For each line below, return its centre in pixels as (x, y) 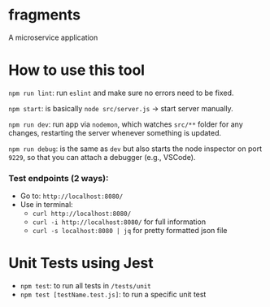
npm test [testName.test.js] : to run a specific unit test (113, 295)
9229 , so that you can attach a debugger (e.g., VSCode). (102, 157)
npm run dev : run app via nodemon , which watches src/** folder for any (126, 124)
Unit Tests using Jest (81, 264)
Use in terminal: (46, 205)
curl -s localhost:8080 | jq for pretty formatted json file (130, 231)
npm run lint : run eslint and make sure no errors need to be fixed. (121, 93)
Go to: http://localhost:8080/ (72, 196)
